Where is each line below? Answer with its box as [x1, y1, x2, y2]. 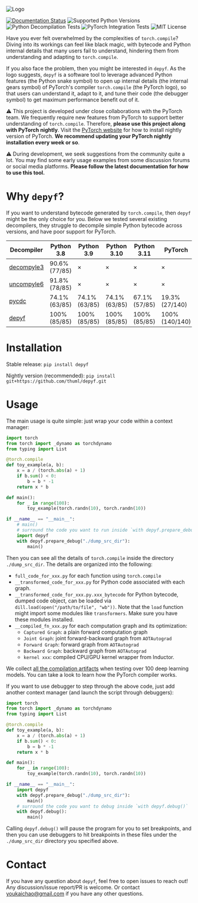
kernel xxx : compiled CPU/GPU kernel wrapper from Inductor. [23, 653, 175, 660]
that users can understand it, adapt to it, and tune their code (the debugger [6, 90, 189, 97]
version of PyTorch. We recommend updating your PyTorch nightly [6, 133, 172, 140]
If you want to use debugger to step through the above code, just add [6, 683, 175, 690]
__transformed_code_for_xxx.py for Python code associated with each [14, 578, 185, 585]
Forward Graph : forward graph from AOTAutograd [23, 641, 140, 648]
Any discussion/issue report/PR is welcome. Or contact [6, 884, 140, 891]
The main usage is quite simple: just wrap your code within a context [6, 417, 173, 424]
